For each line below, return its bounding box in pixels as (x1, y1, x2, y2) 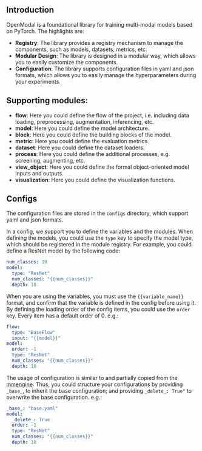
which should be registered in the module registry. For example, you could (6, 241, 192, 248)
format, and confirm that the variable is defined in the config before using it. (6, 299, 196, 306)
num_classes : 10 (6, 259, 47, 265)
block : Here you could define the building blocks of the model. (15, 131, 172, 138)
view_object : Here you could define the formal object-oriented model (15, 163, 189, 171)
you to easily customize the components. (15, 58, 118, 66)
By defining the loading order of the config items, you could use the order (6, 305, 190, 313)
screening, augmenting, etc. (15, 157, 86, 164)
